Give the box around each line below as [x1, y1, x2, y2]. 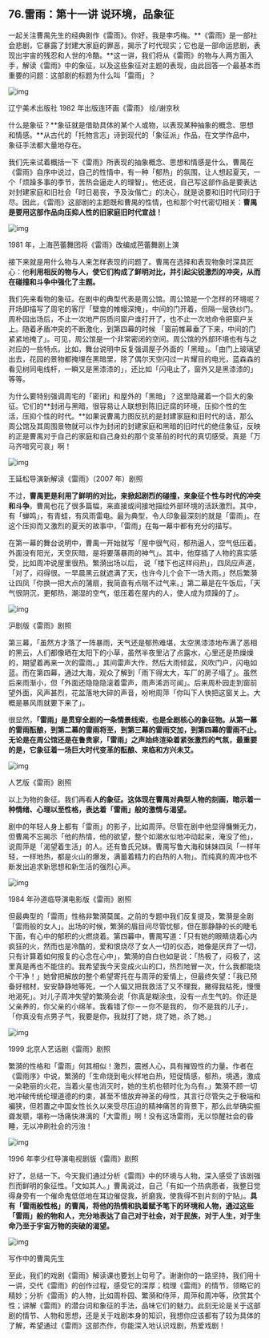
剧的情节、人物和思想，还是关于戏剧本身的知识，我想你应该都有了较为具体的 [8, 1310, 261, 1320]
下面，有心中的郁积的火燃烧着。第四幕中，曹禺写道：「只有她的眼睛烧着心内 [8, 931, 258, 940]
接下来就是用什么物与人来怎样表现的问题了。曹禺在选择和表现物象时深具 [8, 257, 247, 266]
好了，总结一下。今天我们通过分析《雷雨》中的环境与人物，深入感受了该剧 [8, 1170, 254, 1180]
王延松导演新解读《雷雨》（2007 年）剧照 [8, 474, 143, 483]
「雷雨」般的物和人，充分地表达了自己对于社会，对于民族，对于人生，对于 [8, 1211, 254, 1220]
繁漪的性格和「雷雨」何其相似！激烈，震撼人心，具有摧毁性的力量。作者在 [8, 1061, 254, 1070]
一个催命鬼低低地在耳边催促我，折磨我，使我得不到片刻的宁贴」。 [35, 1190, 251, 1200]
